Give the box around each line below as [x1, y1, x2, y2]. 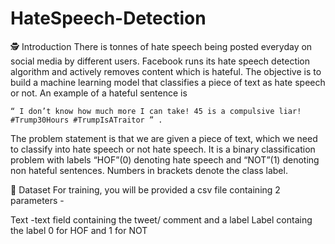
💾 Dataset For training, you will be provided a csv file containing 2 [10, 183, 281, 196]
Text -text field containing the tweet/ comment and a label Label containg [10, 213, 313, 226]
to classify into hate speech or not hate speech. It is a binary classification [10, 143, 316, 155]
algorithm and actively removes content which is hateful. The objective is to [10, 65, 322, 77]
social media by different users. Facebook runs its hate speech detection [10, 55, 311, 67]
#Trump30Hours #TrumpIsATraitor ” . [10, 115, 163, 125]
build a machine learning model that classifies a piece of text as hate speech [10, 76, 326, 88]
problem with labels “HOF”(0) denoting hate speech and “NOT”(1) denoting [10, 153, 320, 166]
